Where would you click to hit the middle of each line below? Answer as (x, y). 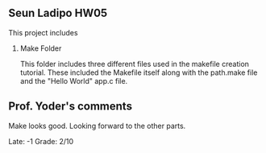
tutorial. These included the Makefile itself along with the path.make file (139, 72)
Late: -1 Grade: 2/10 (41, 141)
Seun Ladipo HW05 (58, 13)
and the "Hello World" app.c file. (74, 81)
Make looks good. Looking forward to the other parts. (97, 126)
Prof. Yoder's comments (71, 107)
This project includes (43, 32)
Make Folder (41, 48)
